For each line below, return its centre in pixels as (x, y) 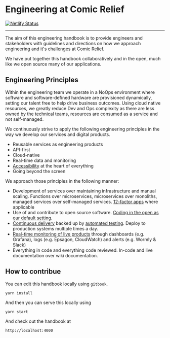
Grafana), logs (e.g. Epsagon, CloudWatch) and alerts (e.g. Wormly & (84, 239)
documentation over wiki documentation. (55, 255)
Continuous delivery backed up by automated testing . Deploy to (79, 223)
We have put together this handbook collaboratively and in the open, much (83, 58)
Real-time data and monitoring (44, 160)
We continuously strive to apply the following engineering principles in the (82, 129)
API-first (21, 149)
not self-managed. (25, 119)
